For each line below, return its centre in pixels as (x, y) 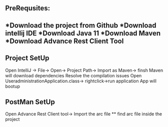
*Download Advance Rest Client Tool (64, 41)
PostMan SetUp (30, 102)
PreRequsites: (28, 8)
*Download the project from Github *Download (81, 25)
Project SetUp (27, 58)
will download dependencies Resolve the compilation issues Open (73, 75)
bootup (13, 86)
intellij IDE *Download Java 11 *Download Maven (83, 33)
